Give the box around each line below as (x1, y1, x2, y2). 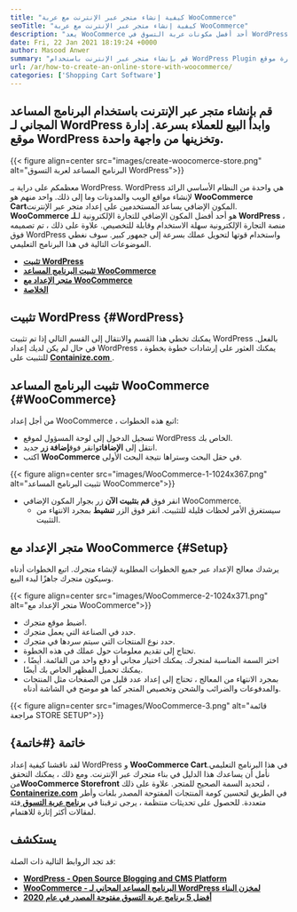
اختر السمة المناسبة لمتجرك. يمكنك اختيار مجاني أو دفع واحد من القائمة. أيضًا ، (22, 655, 279, 665)
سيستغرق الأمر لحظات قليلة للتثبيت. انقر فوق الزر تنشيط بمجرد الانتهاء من (35, 505, 282, 516)
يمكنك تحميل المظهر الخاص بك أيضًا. (22, 664, 144, 675)
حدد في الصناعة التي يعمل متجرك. (22, 627, 137, 636)
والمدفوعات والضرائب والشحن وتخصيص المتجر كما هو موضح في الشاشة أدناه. (22, 684, 282, 693)
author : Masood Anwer (10, 46, 90, 55)
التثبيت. (35, 515, 61, 525)
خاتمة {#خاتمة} (10, 735, 86, 751)
